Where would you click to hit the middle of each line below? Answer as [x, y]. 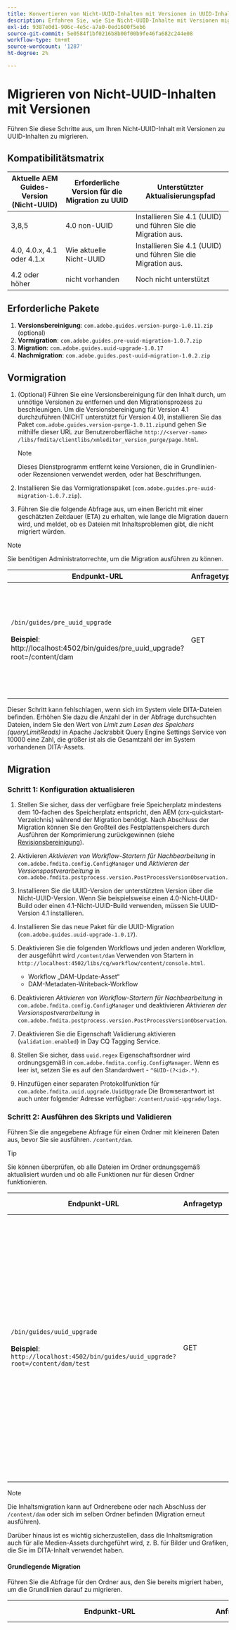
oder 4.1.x [28, 259]
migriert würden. [41, 532]
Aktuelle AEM [35, 178]
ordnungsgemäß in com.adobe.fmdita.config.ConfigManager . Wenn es [118, 1062]
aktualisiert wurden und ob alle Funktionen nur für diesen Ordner [101, 1175]
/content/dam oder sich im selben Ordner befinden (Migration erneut [106, 1514]
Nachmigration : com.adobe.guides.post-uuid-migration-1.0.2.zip [114, 355]
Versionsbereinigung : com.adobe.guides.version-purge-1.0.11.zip [115, 326]
